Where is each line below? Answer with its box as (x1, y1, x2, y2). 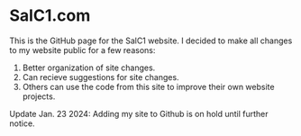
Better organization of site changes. (22, 62, 156, 73)
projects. (22, 91, 56, 102)
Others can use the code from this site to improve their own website (22, 81, 275, 92)
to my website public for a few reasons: (9, 44, 156, 55)
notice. (9, 118, 35, 129)
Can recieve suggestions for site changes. (22, 71, 179, 82)
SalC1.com (9, 5, 91, 26)
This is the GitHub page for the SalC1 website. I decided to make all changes (9, 35, 293, 46)
